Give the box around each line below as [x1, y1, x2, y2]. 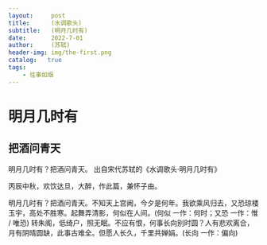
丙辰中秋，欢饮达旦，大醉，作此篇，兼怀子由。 [8, 181, 161, 191]
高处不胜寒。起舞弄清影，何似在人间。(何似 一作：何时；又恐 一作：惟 [29, 208, 258, 217]
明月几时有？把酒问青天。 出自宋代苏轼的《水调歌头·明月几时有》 [8, 164, 221, 173]
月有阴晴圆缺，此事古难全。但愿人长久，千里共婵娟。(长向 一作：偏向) [8, 227, 238, 237]
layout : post [8, 11, 66, 20]
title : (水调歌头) [8, 19, 82, 27]
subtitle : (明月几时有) [8, 26, 88, 34]
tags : [8, 64, 26, 72]
